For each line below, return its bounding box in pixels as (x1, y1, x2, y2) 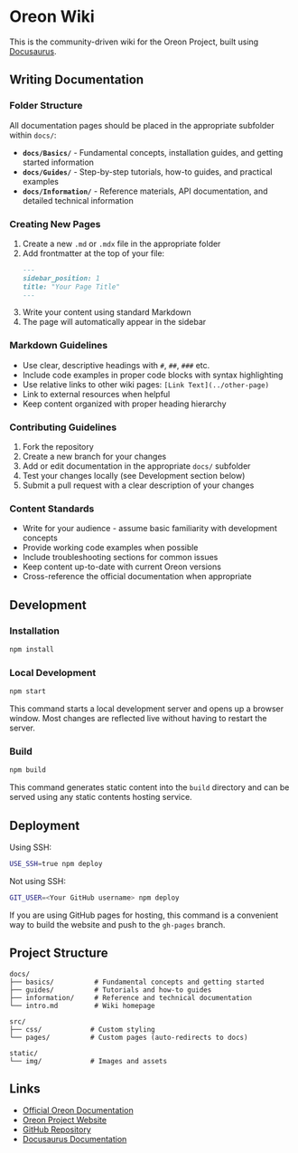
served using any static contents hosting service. (9, 792, 192, 803)
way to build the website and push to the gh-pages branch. (9, 919, 226, 929)
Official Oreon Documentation (22, 1105, 134, 1116)
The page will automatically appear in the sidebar (22, 317, 207, 328)
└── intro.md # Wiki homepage (9, 1001, 155, 1010)
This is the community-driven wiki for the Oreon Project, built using (9, 36, 259, 47)
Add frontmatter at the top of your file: (22, 247, 165, 259)
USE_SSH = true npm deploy (9, 860, 103, 869)
